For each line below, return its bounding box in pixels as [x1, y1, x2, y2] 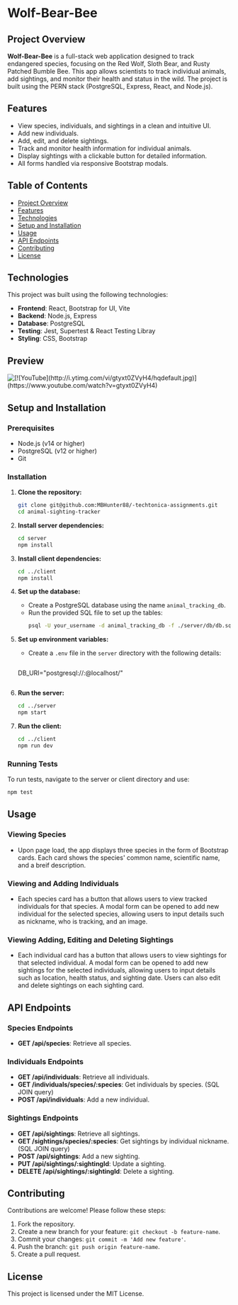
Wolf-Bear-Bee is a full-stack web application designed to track [7, 52, 195, 60]
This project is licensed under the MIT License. [7, 1289, 144, 1298]
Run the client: [17, 722, 62, 731]
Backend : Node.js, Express [17, 312, 98, 320]
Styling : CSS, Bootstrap [17, 335, 88, 343]
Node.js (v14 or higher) [17, 439, 85, 447]
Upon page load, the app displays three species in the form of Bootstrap [17, 846, 229, 854]
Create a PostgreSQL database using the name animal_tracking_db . [28, 601, 226, 610]
